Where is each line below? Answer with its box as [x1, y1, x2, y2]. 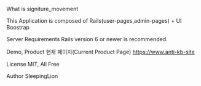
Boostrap [6, 24, 30, 31]
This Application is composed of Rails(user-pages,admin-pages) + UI [6, 17, 182, 24]
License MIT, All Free [6, 61, 60, 68]
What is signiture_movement [6, 6, 79, 12]
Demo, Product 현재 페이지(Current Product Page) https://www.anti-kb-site [6, 49, 195, 55]
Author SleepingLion [6, 72, 58, 79]
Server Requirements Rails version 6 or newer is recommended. [6, 36, 168, 42]
